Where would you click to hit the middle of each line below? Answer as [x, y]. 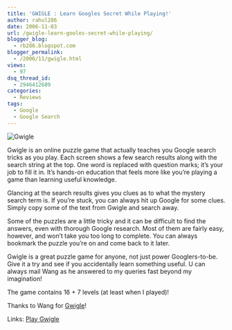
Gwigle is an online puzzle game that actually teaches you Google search [111, 150]
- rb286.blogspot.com [45, 46]
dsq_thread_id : [29, 78]
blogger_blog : [28, 40]
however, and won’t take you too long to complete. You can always [102, 236]
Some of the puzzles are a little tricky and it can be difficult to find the [107, 221]
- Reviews [27, 98]
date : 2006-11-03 [32, 26]
